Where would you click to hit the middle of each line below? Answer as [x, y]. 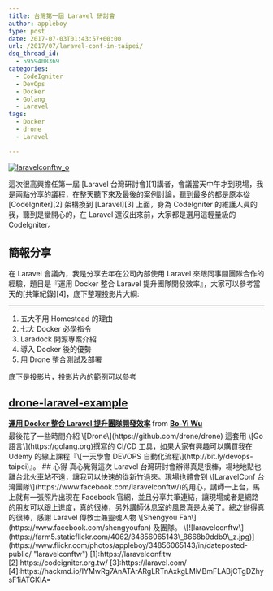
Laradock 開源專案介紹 [58, 339]
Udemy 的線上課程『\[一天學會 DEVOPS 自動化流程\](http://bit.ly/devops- [131, 457]
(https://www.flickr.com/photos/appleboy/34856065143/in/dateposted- [128, 545]
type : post [27, 31]
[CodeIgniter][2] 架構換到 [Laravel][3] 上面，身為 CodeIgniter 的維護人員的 [133, 204]
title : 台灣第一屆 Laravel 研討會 [62, 16]
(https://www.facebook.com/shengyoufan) [80, 528]
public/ [20, 554]
